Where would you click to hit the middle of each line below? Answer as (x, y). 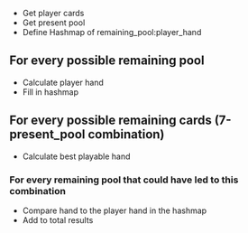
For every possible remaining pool (107, 61)
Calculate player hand (63, 82)
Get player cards (53, 13)
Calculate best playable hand (76, 156)
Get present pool (54, 23)
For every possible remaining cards (110, 121)
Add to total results (58, 219)
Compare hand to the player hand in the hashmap (115, 210)
